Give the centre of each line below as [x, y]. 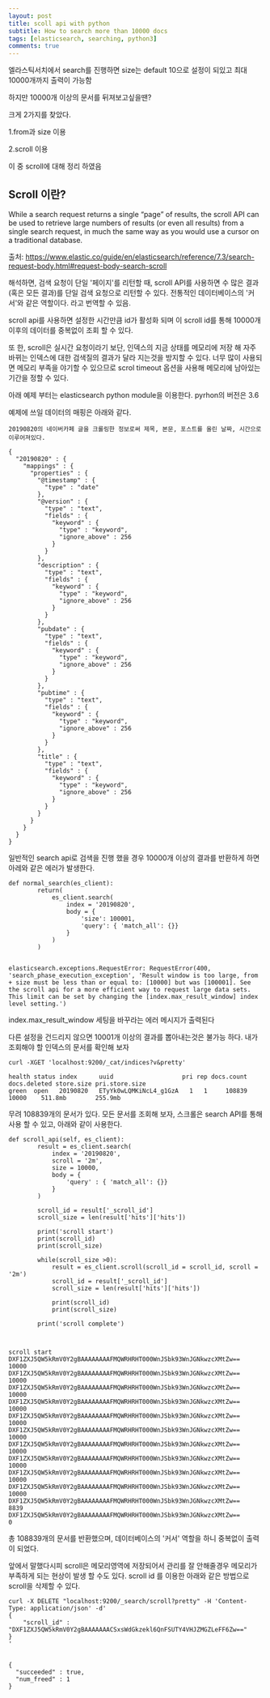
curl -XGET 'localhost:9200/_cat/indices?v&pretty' [97, 1062]
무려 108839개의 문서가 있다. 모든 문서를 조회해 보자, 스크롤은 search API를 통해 [135, 1114]
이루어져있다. [27, 437]
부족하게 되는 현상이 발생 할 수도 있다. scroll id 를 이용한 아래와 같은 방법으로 [129, 1576]
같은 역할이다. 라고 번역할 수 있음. [78, 303]
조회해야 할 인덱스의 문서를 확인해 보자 [69, 1047]
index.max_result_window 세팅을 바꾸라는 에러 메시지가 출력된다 [112, 1020]
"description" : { [68, 565]
